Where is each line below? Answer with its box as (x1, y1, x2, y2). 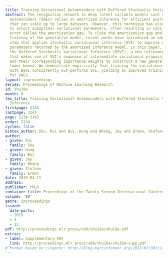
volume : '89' (5, 194, 32, 199)
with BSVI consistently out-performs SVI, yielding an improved (9, 68, 146, 73)
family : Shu (9, 143, 35, 148)
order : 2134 (5, 119, 30, 124)
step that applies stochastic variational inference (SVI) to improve (9, 40, 160, 45)
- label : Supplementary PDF (5, 236, 64, 241)
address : (5, 180, 23, 185)
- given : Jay (5, 157, 32, 162)
